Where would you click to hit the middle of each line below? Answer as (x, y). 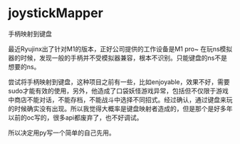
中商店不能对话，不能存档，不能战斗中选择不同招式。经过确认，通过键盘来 (117, 99)
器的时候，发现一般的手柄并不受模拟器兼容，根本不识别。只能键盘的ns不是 (118, 58)
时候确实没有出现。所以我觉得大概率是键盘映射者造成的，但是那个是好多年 (123, 108)
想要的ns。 (24, 66)
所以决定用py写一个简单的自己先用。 (62, 133)
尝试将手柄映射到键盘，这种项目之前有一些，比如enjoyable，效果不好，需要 (119, 82)
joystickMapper (56, 13)
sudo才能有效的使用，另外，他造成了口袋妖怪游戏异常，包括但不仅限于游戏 (118, 91)
